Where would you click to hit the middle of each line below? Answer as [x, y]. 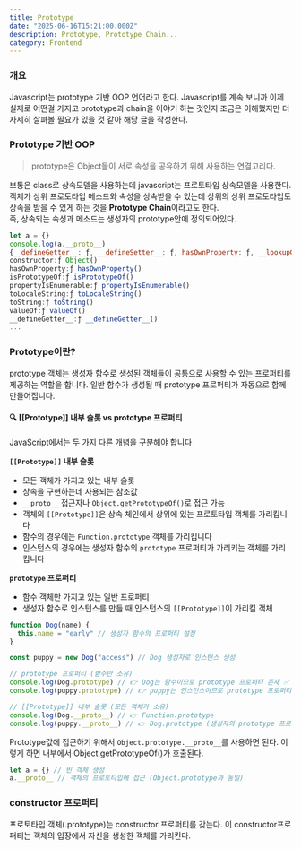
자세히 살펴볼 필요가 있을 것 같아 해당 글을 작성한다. [99, 119]
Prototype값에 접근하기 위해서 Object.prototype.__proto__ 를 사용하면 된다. [144, 741]
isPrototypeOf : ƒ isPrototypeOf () [72, 277]
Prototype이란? [43, 352]
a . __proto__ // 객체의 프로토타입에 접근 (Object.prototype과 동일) [127, 778]
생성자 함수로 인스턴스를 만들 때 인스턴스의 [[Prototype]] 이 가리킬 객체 [147, 608]
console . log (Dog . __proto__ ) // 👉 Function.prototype [112, 715]
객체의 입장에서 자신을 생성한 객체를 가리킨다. [112, 836]
